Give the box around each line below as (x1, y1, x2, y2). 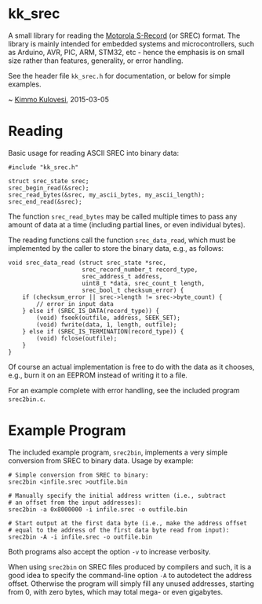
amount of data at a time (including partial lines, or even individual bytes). (8, 219, 246, 229)
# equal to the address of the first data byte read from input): (8, 526, 230, 534)
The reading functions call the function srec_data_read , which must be (8, 235, 236, 245)
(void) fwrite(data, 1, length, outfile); (36, 320, 177, 329)
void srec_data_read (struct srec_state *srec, (8, 259, 167, 267)
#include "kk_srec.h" (8, 163, 79, 171)
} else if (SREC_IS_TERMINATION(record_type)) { (22, 327, 184, 335)
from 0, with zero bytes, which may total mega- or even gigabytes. (8, 587, 224, 596)
